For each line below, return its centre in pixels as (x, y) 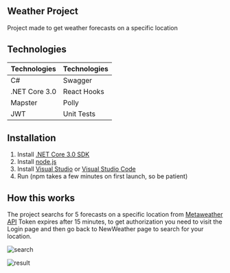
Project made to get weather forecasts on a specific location (93, 27)
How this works (41, 198)
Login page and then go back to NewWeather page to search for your (105, 229)
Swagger (78, 80)
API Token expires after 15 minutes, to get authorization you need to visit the (115, 222)
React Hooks (83, 91)
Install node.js (37, 162)
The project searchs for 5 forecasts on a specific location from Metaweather (115, 215)
